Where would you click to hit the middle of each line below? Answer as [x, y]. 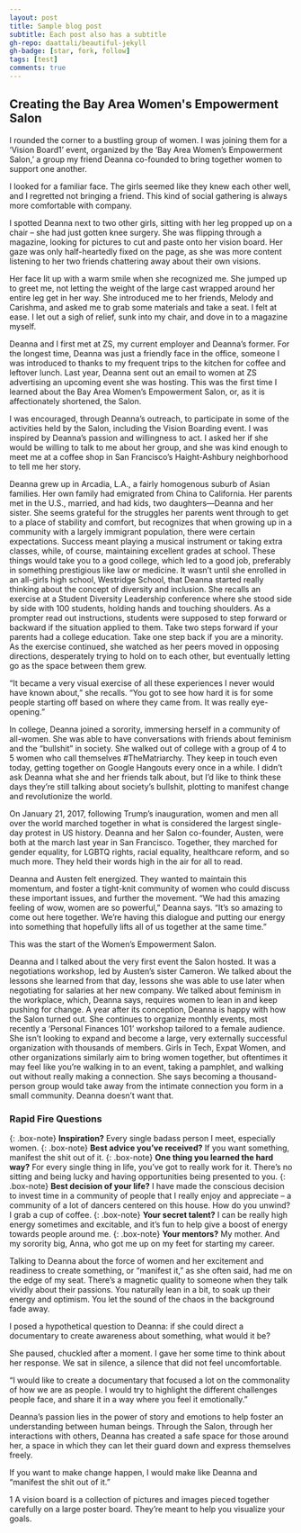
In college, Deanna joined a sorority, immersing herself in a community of [145, 729]
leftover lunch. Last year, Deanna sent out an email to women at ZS [133, 372]
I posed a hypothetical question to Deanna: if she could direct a [127, 1326]
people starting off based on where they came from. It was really [129, 702]
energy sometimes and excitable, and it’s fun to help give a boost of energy [149, 1224]
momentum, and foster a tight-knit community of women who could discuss [150, 888]
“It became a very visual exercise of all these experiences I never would [142, 683]
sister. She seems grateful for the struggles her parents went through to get [149, 512]
